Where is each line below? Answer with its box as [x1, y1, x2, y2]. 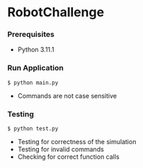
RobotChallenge [7, 4, 105, 20]
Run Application [7, 63, 64, 73]
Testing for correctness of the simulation [17, 138, 137, 146]
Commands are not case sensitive [17, 91, 117, 100]
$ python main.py [7, 79, 59, 86]
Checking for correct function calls [17, 152, 120, 161]
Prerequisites [7, 30, 55, 40]
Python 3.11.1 [17, 45, 55, 54]
